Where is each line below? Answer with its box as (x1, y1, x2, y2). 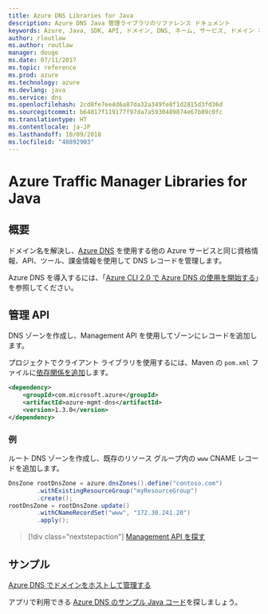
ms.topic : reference (8, 64, 77, 72)
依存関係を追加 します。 (36, 368, 113, 378)
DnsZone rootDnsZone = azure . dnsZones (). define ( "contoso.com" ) (8, 479, 223, 487)
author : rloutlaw (8, 34, 66, 42)
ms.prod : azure (8, 71, 59, 79)
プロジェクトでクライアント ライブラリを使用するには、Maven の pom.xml (8, 358, 250, 367)
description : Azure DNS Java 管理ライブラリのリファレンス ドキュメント (8, 19, 231, 27)
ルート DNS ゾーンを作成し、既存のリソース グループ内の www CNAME (8, 453, 237, 463)
